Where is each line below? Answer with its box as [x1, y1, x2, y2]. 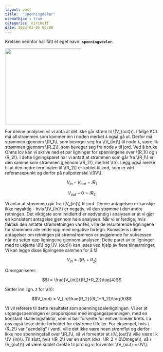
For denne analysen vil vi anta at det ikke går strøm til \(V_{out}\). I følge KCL [5, 129, 159, 135]
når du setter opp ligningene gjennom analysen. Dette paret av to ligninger [5, 237, 154, 243]
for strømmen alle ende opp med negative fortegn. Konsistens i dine [5, 226, 142, 232]
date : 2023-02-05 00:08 [5, 25, 54, 30]
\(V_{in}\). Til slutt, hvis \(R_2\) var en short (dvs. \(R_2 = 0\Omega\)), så [5, 336, 149, 342]
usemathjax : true [5, 16, 42, 21]
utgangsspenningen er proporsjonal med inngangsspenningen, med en [5, 310, 147, 316]
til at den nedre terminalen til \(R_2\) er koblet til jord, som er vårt [5, 165, 135, 171]
